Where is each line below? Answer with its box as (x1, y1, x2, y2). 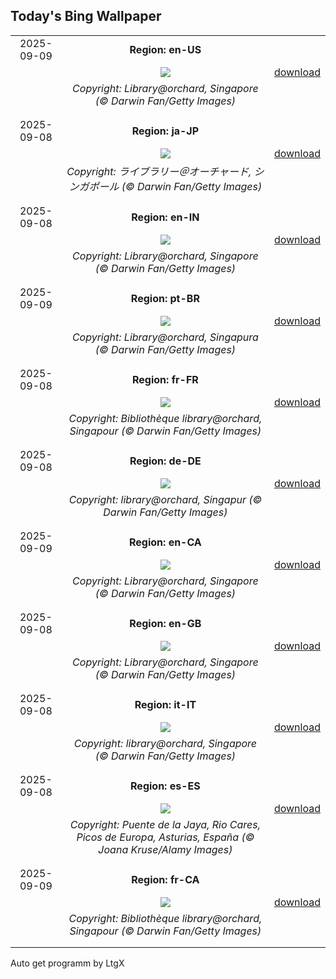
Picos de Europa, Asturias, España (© (76, 830, 255, 844)
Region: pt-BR (130, 291, 200, 305)
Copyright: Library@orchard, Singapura (71, 330, 259, 344)
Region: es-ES (130, 779, 201, 793)
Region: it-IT (134, 697, 197, 711)
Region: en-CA (128, 535, 202, 549)
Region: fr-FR (132, 372, 199, 386)
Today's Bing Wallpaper (10, 8, 162, 25)
